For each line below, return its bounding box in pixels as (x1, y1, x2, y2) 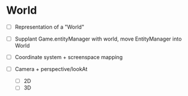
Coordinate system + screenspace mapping (14, 54, 123, 61)
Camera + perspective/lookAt (14, 66, 88, 73)
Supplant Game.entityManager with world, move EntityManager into (14, 35, 182, 42)
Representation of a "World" (14, 23, 85, 30)
